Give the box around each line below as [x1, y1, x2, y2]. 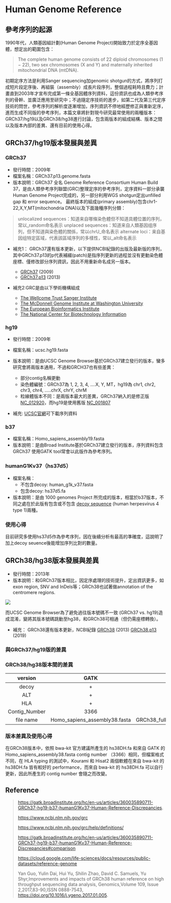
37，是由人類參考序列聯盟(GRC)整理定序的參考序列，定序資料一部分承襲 [12, 185, 165, 192]
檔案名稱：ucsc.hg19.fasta [12, 347, 69, 353]
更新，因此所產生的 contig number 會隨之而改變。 [5, 771, 110, 777]
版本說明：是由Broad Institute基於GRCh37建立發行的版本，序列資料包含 [12, 442, 164, 448]
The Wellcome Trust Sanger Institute [20, 295, 97, 301]
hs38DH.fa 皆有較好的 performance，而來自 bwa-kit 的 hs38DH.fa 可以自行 [5, 764, 163, 770]
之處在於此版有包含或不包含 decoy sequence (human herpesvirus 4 [17, 500, 159, 506]
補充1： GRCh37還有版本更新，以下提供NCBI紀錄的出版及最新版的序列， [12, 246, 164, 252]
